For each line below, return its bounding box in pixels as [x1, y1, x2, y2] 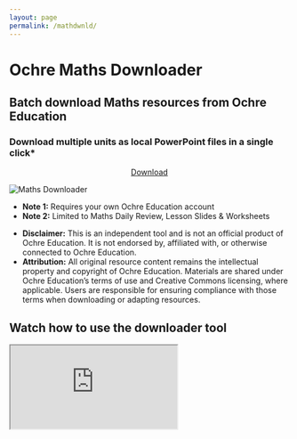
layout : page [9, 12, 58, 22]
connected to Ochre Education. [21, 247, 137, 258]
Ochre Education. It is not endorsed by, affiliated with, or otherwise [21, 238, 268, 248]
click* [9, 147, 36, 159]
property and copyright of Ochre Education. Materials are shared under [21, 266, 284, 277]
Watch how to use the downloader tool [9, 320, 228, 335]
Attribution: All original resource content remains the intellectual [21, 256, 259, 267]
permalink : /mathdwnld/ [9, 21, 98, 30]
